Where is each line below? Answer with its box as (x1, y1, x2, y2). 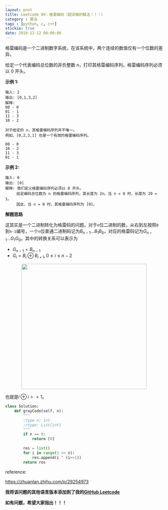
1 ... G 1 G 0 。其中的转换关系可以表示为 (5, 235, 78, 242)
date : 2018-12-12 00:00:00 (5, 31, 61, 36)
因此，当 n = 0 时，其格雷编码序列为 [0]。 (16, 202, 97, 207)
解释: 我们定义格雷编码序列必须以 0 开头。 (5, 186, 83, 191)
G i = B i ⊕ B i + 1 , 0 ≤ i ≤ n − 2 (12, 252, 72, 260)
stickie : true (5, 26, 35, 31)
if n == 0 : (23, 432, 46, 437)
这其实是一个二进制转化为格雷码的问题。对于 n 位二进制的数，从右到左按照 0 (5, 222, 159, 228)
